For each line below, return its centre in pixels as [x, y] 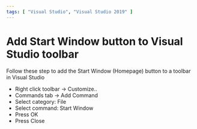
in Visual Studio [26, 77]
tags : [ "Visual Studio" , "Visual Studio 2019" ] [70, 12]
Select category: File [41, 101]
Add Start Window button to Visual [95, 41]
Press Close [30, 121]
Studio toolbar [43, 54]
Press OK [26, 114]
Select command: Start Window [54, 108]
